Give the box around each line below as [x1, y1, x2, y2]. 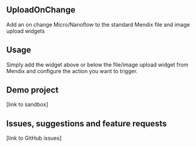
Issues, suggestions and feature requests [6, 118, 167, 129]
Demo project [6, 85, 59, 96]
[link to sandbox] [6, 101, 49, 108]
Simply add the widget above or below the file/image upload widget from [6, 60, 189, 68]
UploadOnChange [6, 5, 76, 15]
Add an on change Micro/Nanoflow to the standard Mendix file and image [6, 21, 190, 28]
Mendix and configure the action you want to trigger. [6, 67, 138, 74]
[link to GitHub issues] [6, 134, 62, 142]
